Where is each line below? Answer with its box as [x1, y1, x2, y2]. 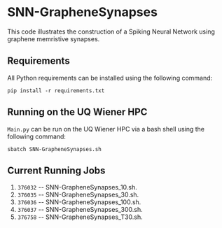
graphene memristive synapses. [7, 34, 100, 43]
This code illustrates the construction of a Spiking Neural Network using [7, 27, 215, 36]
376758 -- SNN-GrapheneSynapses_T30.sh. [17, 213, 144, 221]
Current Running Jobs [7, 164, 106, 176]
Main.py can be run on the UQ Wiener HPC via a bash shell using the [7, 124, 205, 133]
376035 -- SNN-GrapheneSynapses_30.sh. [17, 190, 139, 199]
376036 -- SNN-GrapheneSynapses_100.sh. [17, 198, 141, 206]
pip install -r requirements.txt [7, 87, 105, 94]
